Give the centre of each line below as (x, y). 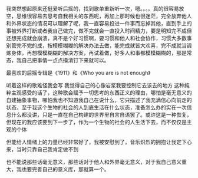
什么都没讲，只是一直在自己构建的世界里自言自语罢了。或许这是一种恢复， (101, 115)
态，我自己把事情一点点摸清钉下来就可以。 (58, 60)
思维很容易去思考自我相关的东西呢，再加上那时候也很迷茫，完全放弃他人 (104, 16)
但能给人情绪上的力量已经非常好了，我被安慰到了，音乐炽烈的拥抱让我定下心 (99, 142)
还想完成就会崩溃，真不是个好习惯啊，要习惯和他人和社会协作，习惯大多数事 (99, 38)
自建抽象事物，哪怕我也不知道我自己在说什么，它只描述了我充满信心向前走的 (99, 100)
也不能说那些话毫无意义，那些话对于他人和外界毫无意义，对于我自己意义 (94, 162)
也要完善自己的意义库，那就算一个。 (65, 169)
